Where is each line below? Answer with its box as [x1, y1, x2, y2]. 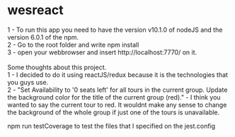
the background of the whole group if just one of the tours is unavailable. [7, 108, 220, 117]
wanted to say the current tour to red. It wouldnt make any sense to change [7, 100, 227, 109]
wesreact [7, 2, 64, 18]
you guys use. [7, 78, 49, 86]
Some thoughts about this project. [7, 63, 107, 71]
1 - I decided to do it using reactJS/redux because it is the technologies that [7, 70, 229, 79]
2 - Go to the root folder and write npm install [7, 40, 139, 49]
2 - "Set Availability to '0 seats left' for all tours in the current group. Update [7, 85, 228, 94]
